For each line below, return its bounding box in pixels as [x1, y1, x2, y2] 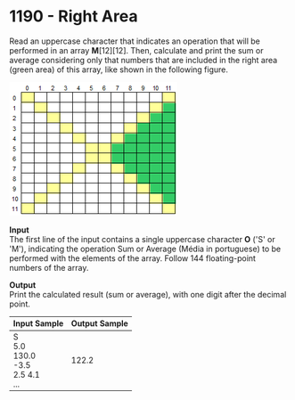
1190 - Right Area [9, 6, 138, 27]
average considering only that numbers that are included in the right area [9, 54, 278, 65]
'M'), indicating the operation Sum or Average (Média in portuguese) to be [9, 243, 282, 254]
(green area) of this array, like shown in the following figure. [9, 64, 229, 75]
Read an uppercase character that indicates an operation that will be [9, 36, 260, 46]
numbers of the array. [9, 262, 89, 273]
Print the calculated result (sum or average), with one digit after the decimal [9, 289, 287, 299]
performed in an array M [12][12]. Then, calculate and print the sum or [9, 45, 264, 55]
